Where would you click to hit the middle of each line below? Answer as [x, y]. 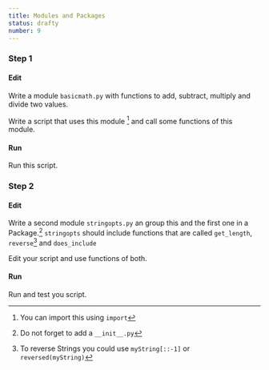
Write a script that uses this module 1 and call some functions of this [120, 120]
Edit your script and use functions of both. [78, 258]
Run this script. [33, 166]
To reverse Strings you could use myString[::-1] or [105, 348]
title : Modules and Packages [57, 16]
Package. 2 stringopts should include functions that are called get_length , [130, 232]
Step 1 [20, 58]
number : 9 [25, 30]
